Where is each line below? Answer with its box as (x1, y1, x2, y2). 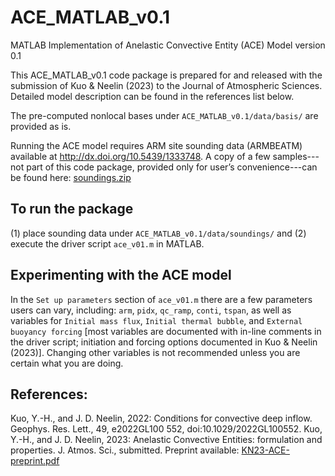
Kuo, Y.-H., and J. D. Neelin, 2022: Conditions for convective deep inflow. (10, 412, 313, 425)
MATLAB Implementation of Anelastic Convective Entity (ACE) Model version (10, 39, 326, 51)
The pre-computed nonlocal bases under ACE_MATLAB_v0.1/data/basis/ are (10, 109, 319, 121)
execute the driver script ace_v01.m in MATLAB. (10, 237, 205, 250)
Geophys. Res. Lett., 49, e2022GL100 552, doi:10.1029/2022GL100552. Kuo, (10, 423, 323, 435)
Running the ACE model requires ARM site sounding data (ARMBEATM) (10, 139, 303, 151)
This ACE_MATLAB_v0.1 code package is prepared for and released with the (10, 69, 323, 81)
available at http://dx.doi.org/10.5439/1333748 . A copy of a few (10, 150, 271, 162)
